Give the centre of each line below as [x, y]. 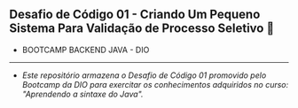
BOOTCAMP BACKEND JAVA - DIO [86, 50]
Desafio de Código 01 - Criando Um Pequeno [135, 15]
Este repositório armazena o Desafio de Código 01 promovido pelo [144, 75]
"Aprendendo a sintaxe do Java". [82, 94]
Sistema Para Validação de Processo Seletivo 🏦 [142, 29]
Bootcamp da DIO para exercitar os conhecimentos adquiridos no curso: [155, 84]
